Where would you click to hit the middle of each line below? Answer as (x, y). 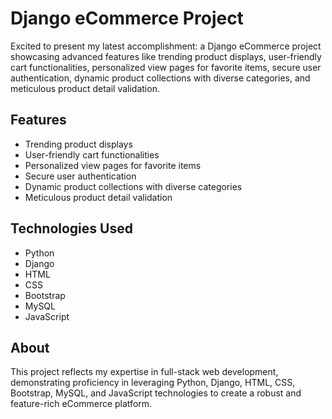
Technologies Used (71, 228)
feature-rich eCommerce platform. (81, 404)
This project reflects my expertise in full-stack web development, (144, 372)
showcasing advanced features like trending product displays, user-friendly (166, 56)
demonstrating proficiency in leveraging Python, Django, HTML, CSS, (153, 383)
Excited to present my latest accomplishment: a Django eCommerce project (166, 46)
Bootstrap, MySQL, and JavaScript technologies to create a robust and (156, 393)
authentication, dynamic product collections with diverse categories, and (160, 78)
